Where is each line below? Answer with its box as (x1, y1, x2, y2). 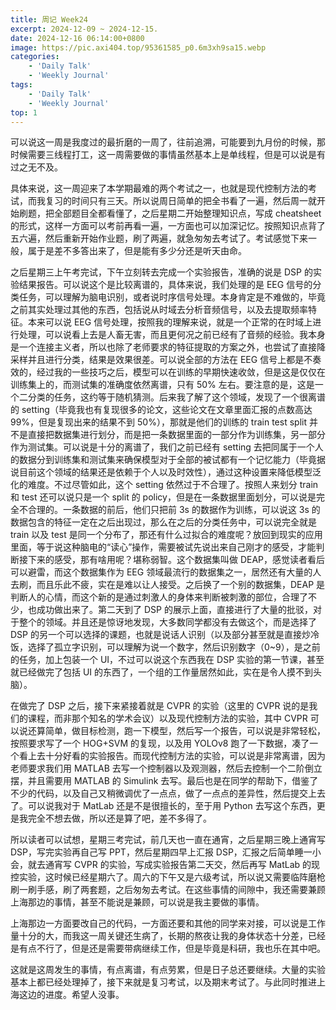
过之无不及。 (10, 161, 63, 173)
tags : (10, 80, 33, 90)
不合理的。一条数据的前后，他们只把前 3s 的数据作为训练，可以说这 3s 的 (18, 504, 321, 516)
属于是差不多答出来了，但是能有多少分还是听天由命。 (27, 245, 247, 257)
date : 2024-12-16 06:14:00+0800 (10, 33, 145, 43)
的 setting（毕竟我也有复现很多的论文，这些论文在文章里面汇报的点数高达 (10, 404, 313, 416)
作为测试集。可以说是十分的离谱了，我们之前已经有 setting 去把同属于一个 (10, 441, 315, 453)
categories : (10, 52, 60, 62)
